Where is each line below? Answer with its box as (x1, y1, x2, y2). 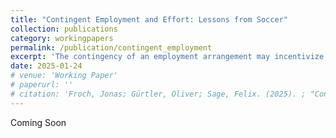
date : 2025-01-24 (10, 61, 83, 71)
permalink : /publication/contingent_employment (10, 42, 213, 53)
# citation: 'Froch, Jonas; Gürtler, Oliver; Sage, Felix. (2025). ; (10, 89, 307, 99)
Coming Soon (10, 116, 67, 128)
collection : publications (10, 24, 118, 34)
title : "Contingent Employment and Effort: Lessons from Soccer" (10, 14, 288, 25)
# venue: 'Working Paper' (10, 71, 118, 81)
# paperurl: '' (10, 80, 74, 90)
